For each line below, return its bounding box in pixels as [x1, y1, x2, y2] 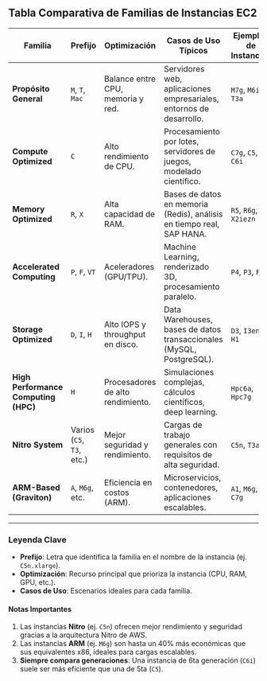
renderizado [164, 261, 210, 272]
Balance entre [103, 73, 157, 84]
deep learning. [164, 406, 219, 417]
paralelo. [164, 290, 197, 302]
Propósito [12, 83, 50, 94]
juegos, [164, 155, 192, 166]
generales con [164, 439, 218, 450]
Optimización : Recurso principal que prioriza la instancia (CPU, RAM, [19, 569, 248, 579]
